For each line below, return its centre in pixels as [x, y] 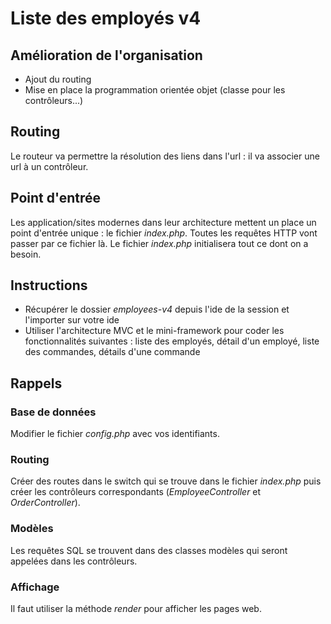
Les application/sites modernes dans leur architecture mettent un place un [163, 222]
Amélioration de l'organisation [106, 55]
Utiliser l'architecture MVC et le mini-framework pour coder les [154, 331]
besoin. [26, 254]
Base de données [53, 412]
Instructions [49, 285]
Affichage [35, 587]
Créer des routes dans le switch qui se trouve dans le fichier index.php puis [166, 481]
